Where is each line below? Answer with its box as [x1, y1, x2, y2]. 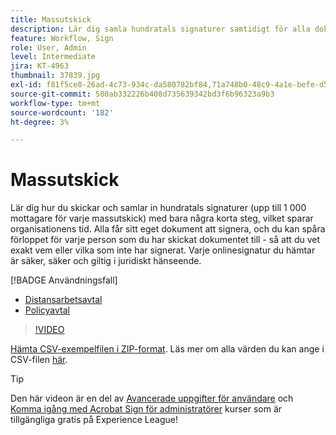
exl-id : [10, 80, 43, 90]
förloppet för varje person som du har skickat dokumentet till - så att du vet [10, 234, 321, 246]
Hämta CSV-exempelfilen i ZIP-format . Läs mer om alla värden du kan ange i [10, 343, 325, 355]
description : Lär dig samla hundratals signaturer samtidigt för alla [10, 24, 311, 34]
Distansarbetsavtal [24, 294, 103, 306]
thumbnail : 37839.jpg [10, 71, 101, 81]
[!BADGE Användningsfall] [10, 274, 118, 286]
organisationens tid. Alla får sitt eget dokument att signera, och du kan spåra [10, 223, 326, 235]
